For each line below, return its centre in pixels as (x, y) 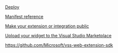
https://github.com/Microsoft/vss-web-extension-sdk (59, 45)
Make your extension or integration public (47, 26)
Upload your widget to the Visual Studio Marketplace (58, 36)
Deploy (12, 7)
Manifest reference (24, 16)
